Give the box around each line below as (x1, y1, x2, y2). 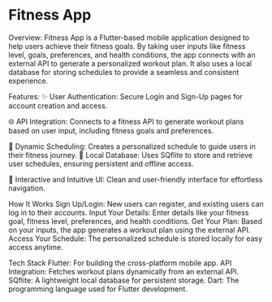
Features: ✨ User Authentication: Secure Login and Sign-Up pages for (8, 91, 244, 101)
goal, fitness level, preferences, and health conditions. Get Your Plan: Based (8, 216, 262, 225)
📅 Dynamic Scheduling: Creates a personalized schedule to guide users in (8, 141, 256, 151)
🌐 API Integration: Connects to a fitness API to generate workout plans (8, 116, 244, 126)
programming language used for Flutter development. (8, 283, 188, 294)
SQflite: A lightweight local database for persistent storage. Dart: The (8, 275, 240, 285)
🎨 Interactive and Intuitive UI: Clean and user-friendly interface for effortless (8, 174, 263, 184)
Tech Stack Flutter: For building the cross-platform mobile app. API (8, 258, 232, 268)
